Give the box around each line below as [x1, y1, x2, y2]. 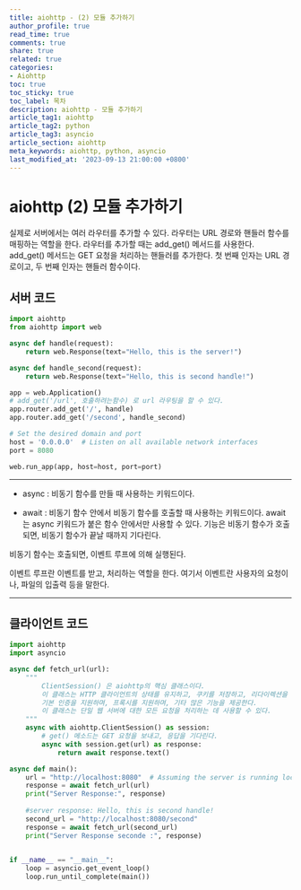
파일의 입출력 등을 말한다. [21, 579, 110, 589]
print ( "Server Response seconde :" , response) [25, 831, 202, 840]
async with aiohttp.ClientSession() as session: [25, 723, 211, 732]
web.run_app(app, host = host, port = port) [9, 462, 163, 471]
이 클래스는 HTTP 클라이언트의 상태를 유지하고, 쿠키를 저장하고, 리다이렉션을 [41, 690, 288, 699]
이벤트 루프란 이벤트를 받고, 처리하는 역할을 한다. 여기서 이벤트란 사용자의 [9, 567, 265, 579]
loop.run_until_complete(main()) [25, 872, 150, 882]
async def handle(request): [9, 339, 115, 348]
